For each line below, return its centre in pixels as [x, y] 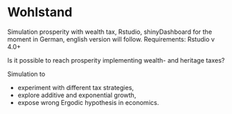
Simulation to [26, 74]
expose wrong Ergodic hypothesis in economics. [88, 102]
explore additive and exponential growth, [77, 95]
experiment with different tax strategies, [75, 87]
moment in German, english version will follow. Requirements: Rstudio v [111, 39]
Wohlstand [40, 12]
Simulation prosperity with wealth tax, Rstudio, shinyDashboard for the [110, 32]
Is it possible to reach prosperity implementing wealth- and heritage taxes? [116, 60]
